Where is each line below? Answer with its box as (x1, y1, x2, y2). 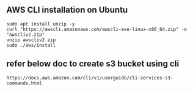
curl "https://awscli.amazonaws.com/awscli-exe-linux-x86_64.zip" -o (6, 26, 188, 32)
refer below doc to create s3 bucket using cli (6, 59, 179, 69)
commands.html (6, 80, 43, 86)
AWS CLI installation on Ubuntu (6, 5, 128, 15)
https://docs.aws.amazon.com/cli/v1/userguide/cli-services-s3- (6, 75, 173, 81)
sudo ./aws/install (6, 42, 56, 48)
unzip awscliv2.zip (6, 36, 56, 43)
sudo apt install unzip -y (6, 21, 75, 27)
